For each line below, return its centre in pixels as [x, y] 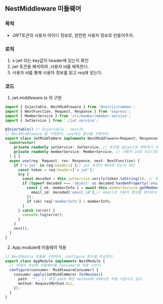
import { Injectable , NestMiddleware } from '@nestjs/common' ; [70, 107]
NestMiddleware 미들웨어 [43, 9]
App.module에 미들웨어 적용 [39, 247]
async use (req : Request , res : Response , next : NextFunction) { [74, 161]
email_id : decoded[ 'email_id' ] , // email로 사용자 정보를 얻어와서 [94, 192]
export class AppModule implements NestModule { [55, 261]
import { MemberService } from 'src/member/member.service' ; [68, 116]
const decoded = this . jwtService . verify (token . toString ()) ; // [88, 179]
